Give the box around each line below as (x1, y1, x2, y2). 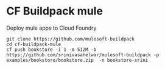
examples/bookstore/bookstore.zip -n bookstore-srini (6, 57, 149, 63)
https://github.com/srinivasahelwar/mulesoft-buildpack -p (6, 51, 160, 58)
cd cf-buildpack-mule (6, 41, 61, 47)
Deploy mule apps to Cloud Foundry (6, 24, 97, 31)
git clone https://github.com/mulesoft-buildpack (6, 36, 135, 42)
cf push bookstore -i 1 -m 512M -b (6, 47, 97, 53)
